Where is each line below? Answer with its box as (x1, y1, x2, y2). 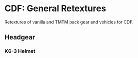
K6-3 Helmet (4, 48, 36, 55)
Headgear (4, 33, 35, 41)
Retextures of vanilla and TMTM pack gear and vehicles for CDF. (4, 19, 134, 25)
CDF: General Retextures (4, 3, 106, 14)
